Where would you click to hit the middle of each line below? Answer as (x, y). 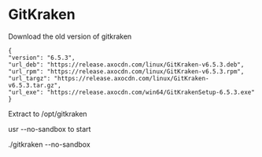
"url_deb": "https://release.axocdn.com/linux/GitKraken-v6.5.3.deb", (126, 65)
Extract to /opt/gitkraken (48, 114)
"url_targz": (30, 78)
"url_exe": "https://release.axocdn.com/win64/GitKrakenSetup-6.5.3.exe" (132, 92)
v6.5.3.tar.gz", (35, 85)
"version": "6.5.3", (42, 58)
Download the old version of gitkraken (70, 36)
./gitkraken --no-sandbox (49, 144)
